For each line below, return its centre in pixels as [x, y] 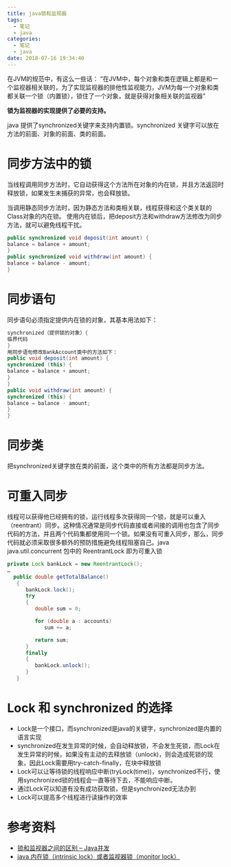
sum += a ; [58, 627]
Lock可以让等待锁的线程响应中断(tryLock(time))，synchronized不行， [115, 771]
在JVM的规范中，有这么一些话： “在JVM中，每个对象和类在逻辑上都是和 [110, 78]
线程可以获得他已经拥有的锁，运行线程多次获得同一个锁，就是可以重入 [107, 517]
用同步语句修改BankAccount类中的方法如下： [63, 352]
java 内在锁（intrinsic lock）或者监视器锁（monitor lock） [98, 856]
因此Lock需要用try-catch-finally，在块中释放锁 [95, 762]
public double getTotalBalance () [61, 577]
